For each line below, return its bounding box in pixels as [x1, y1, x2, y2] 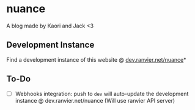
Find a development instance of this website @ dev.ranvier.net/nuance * [6, 56, 186, 63]
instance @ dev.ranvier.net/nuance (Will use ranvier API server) [15, 97, 175, 104]
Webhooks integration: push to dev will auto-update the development [15, 90, 189, 97]
